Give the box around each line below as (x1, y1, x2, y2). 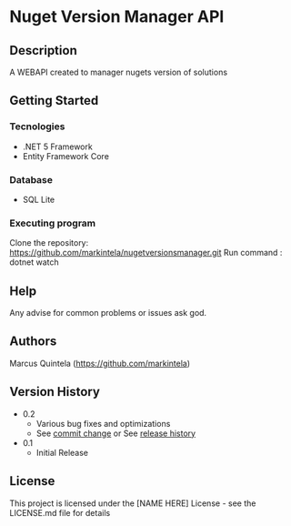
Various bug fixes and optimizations (35, 418, 171, 429)
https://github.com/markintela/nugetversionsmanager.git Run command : (9, 248, 283, 258)
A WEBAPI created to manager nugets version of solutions (9, 66, 228, 77)
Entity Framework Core (22, 150, 109, 161)
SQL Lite (22, 194, 55, 205)
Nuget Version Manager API (9, 6, 225, 27)
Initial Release (35, 447, 89, 458)
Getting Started (9, 93, 99, 108)
